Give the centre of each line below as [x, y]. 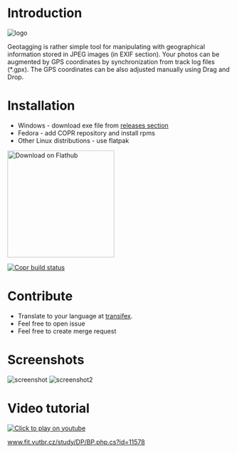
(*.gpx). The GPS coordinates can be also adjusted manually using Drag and [118, 69]
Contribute [40, 296]
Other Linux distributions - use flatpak [73, 140]
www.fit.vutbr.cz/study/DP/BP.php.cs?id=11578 [76, 442]
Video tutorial [49, 408]
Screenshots [46, 360]
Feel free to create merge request [67, 331]
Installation [41, 106]
